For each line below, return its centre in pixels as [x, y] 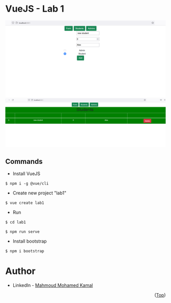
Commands [24, 161]
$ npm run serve [22, 231]
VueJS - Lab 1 [35, 9]
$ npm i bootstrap [25, 251]
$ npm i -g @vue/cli [27, 183]
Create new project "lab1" [39, 193]
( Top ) [160, 295]
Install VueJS [26, 174]
